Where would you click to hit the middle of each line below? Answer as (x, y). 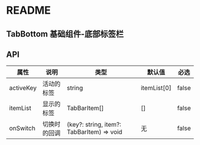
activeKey (23, 88)
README (29, 10)
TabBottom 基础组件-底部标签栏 (65, 34)
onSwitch (22, 128)
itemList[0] (156, 88)
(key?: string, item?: (94, 125)
